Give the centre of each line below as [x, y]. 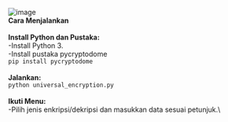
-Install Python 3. [36, 46]
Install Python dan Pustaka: [54, 37]
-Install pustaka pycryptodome [58, 54]
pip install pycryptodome [50, 61]
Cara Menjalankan [39, 20]
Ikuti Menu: [27, 101]
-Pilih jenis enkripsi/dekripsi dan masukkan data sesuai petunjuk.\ [114, 109]
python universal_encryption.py [61, 85]
